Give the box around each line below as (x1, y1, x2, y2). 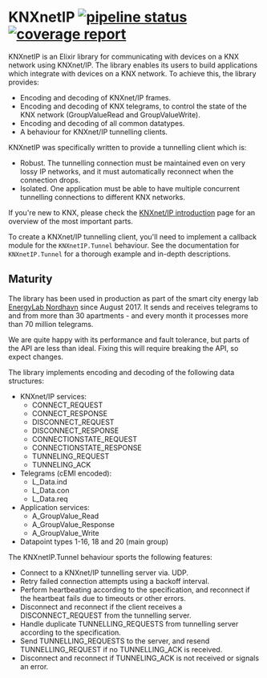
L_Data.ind (31, 476, 68, 486)
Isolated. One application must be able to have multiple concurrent (19, 183, 241, 193)
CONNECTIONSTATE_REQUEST (31, 434, 138, 443)
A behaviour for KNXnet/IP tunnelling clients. (19, 127, 168, 137)
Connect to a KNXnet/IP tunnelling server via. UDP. (19, 567, 189, 578)
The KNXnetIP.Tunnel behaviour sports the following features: (8, 552, 212, 562)
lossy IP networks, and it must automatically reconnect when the (19, 166, 234, 176)
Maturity (8, 272, 53, 286)
